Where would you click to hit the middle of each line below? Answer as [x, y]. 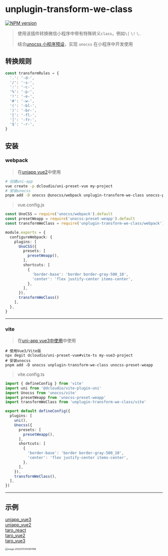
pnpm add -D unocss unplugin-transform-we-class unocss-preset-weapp [79, 365]
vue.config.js [31, 205]
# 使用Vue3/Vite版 [23, 351]
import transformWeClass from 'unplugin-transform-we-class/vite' [76, 402]
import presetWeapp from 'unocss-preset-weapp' [56, 397]
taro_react [16, 530]
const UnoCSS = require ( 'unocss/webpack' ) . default [59, 214]
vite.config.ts [31, 374]
